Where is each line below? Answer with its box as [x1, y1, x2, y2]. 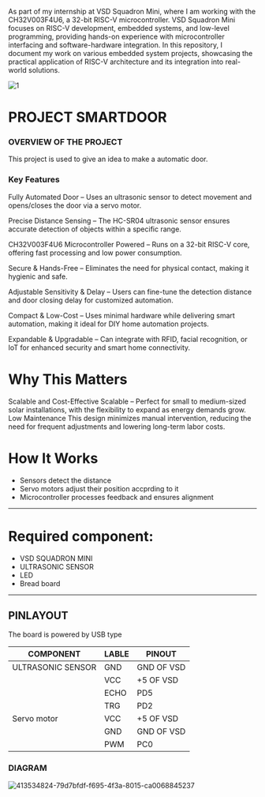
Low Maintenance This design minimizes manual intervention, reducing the [8, 413, 252, 423]
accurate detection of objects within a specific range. [8, 224, 181, 234]
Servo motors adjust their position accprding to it [19, 483, 179, 493]
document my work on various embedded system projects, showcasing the [8, 49, 253, 58]
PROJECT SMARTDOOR [8, 108, 167, 126]
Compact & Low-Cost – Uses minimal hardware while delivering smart [8, 310, 235, 320]
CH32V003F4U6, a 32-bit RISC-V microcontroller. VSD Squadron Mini [8, 15, 236, 24]
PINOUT [145, 649, 177, 660]
